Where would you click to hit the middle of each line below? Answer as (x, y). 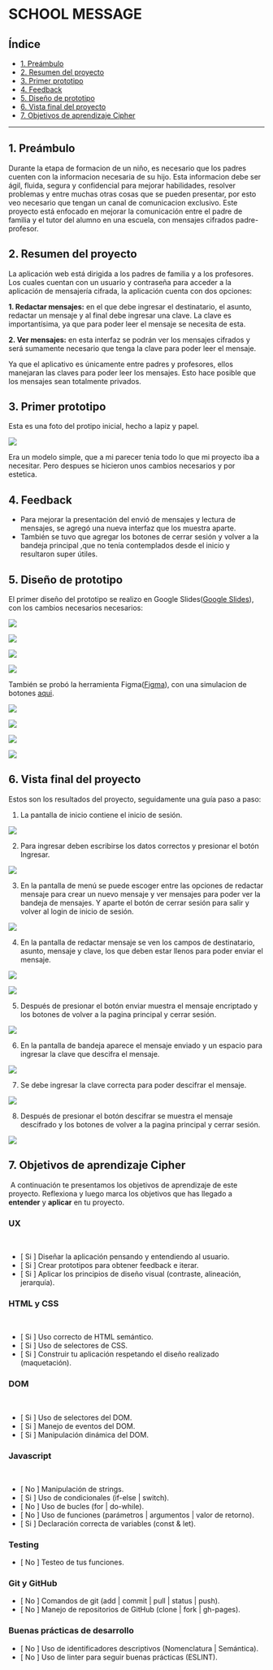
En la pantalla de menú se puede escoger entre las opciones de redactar (142, 885)
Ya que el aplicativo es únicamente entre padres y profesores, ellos (121, 364)
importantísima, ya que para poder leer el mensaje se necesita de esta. (127, 324)
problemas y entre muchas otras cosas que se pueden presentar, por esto (132, 194)
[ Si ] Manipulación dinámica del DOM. (84, 1434)
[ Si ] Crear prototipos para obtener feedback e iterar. (109, 1265)
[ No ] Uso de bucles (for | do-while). (82, 1506)
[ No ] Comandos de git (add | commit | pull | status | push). (120, 1601)
